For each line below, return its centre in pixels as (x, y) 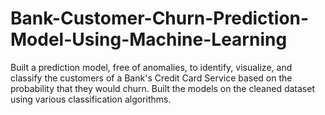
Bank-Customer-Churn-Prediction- (160, 18)
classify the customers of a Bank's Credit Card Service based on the (151, 78)
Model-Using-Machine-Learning (149, 39)
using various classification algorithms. (91, 99)
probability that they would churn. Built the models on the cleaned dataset (162, 88)
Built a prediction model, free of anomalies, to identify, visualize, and (151, 67)
